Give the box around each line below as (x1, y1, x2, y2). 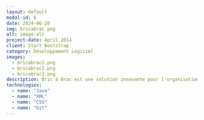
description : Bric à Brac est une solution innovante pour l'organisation (6, 76, 200, 82)
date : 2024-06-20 (6, 20, 50, 26)
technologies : (6, 82, 42, 88)
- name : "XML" (12, 93, 47, 99)
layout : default (6, 8, 47, 15)
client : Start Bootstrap (6, 43, 69, 49)
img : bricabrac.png (6, 25, 56, 32)
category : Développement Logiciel (6, 48, 94, 55)
